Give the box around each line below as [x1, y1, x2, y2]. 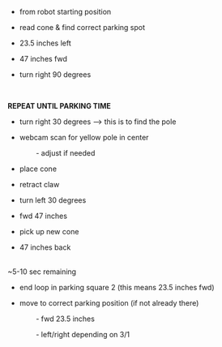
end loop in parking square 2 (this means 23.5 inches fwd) [19, 283, 216, 292]
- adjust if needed [35, 148, 96, 157]
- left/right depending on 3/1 [35, 330, 130, 339]
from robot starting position [19, 7, 112, 16]
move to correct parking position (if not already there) [19, 298, 199, 307]
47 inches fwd [19, 54, 68, 63]
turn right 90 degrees [19, 70, 92, 79]
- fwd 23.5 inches [35, 314, 95, 323]
